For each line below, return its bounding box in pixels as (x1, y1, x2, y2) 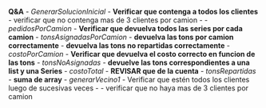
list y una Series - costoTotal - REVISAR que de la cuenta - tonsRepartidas (8, 66, 256, 75)
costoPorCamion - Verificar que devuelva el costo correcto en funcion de (8, 50, 256, 58)
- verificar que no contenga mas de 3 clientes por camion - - (8, 15, 208, 25)
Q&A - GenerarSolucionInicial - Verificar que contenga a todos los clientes (8, 7, 258, 16)
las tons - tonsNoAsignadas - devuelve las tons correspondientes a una (8, 58, 250, 67)
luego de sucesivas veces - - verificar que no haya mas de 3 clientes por (8, 83, 249, 93)
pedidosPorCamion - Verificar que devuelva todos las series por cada (8, 24, 244, 33)
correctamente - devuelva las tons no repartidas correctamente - (8, 41, 230, 50)
